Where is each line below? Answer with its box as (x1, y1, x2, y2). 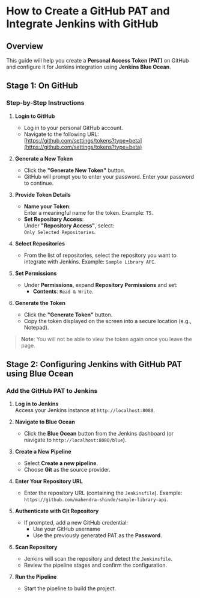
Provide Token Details (14, 191, 71, 198)
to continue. (23, 179, 54, 186)
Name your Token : (23, 203, 71, 210)
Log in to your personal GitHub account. (23, 124, 123, 131)
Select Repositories (14, 239, 65, 247)
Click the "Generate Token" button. (23, 311, 113, 318)
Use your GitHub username (32, 525, 101, 533)
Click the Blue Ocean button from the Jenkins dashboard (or (23, 430, 174, 437)
